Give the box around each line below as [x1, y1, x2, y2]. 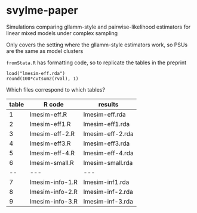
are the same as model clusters [6, 47, 84, 54]
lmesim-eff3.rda [83, 139, 130, 148]
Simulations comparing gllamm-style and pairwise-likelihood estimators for [6, 23, 191, 30]
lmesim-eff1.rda [83, 120, 130, 128]
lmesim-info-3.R [29, 197, 78, 205]
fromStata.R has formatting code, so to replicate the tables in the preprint [6, 59, 187, 66]
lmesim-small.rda [83, 158, 133, 167]
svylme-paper [6, 4, 79, 17]
